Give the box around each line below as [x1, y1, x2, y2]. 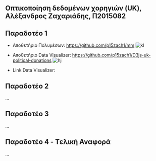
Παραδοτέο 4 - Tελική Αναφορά [5, 138, 111, 146]
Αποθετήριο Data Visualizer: [12, 52, 71, 58]
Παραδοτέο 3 [5, 110, 49, 118]
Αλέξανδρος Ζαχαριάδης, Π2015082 [5, 12, 126, 21]
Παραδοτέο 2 [5, 82, 49, 90]
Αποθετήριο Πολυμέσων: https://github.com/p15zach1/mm [12, 42, 135, 48]
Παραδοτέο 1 [5, 29, 47, 37]
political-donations [12, 57, 52, 63]
